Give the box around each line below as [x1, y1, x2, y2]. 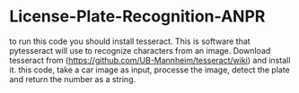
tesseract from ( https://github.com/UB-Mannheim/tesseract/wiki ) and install [9, 55, 291, 65]
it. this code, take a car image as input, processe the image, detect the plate [9, 64, 290, 75]
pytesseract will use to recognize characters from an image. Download [9, 45, 271, 55]
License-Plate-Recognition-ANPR [9, 6, 266, 27]
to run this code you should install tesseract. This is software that [9, 36, 251, 46]
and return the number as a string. [9, 73, 136, 84]
